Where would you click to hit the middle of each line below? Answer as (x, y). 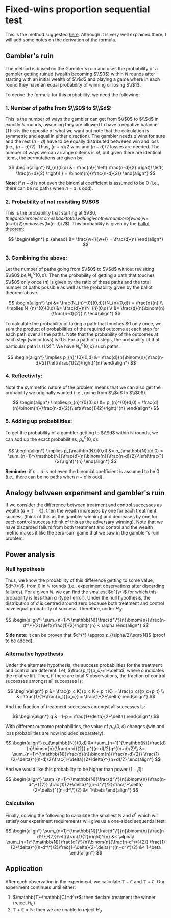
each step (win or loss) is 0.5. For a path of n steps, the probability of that (82, 340)
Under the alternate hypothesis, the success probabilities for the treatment (84, 665)
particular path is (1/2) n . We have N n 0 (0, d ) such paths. (63, 346)
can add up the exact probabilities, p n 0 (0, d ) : (52, 439)
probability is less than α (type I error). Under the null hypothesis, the (78, 598)
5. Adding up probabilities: (39, 421)
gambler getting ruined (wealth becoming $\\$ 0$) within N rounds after (80, 74)
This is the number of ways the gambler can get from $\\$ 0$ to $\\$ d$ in (82, 119)
